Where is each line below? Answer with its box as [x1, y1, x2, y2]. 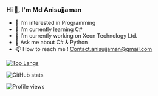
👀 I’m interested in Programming [15, 19, 96, 27]
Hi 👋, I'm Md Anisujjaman [6, 5, 82, 14]
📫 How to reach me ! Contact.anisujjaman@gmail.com [15, 46, 153, 53]
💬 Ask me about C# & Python [15, 39, 88, 46]
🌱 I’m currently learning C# [15, 26, 83, 33]
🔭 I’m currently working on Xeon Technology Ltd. [15, 32, 138, 39]
